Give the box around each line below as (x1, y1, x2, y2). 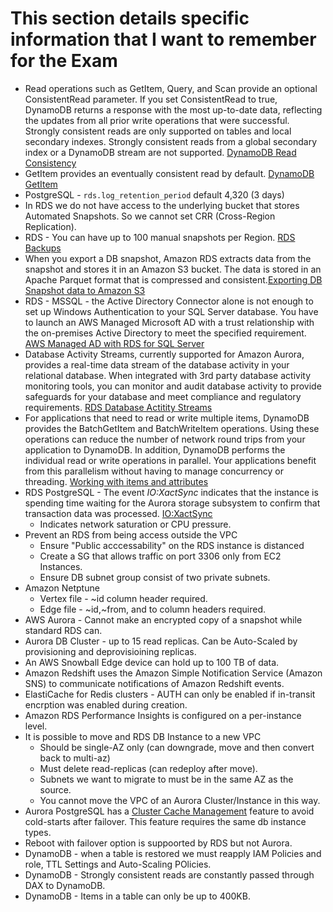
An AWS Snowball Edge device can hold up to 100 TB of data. (24, 656, 280, 668)
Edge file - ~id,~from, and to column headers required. (39, 603, 267, 615)
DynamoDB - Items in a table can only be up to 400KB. (24, 890, 251, 902)
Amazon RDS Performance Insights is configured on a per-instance (24, 709, 302, 721)
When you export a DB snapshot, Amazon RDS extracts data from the (24, 252, 312, 264)
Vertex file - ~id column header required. (39, 592, 208, 604)
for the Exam (10, 50, 118, 72)
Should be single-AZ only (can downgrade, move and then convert (39, 741, 315, 753)
